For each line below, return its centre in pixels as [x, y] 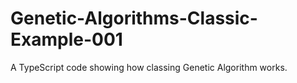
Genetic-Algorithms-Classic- [134, 18]
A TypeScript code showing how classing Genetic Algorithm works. [149, 67]
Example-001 [66, 39]
